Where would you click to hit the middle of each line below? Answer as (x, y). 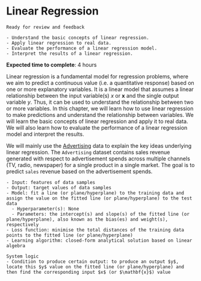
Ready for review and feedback (45, 27)
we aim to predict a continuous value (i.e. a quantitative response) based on (100, 83)
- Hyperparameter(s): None (45, 209)
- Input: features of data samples (51, 182)
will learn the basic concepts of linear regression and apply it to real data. (97, 121)
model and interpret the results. (45, 134)
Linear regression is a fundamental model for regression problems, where (97, 76)
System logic (23, 256)
